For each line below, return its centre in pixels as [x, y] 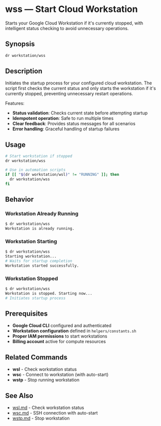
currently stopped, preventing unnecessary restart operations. [69, 94]
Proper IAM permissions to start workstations [60, 336]
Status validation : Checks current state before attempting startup [80, 113]
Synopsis [20, 44]
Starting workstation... [31, 256]
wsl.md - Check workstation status [48, 408]
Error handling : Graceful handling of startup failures [66, 129]
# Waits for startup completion [39, 261]
